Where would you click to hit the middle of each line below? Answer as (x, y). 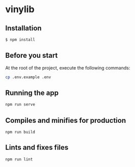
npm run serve (20, 105)
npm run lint (19, 159)
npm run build (20, 132)
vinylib (20, 9)
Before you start (32, 56)
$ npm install (20, 40)
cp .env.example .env (28, 77)
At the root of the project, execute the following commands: (68, 68)
